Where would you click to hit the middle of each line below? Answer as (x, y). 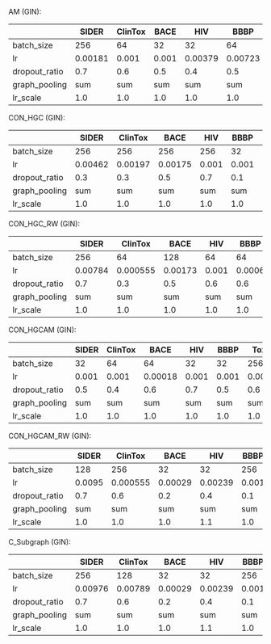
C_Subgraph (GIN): (40, 542)
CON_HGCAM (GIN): (42, 330)
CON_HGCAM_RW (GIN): (50, 436)
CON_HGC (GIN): (37, 118)
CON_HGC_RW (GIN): (44, 224)
